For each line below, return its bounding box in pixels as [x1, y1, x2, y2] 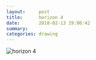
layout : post [6, 8, 50, 15]
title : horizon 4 [6, 14, 63, 20]
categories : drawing [6, 31, 59, 37]
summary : [6, 25, 28, 32]
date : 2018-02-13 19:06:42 [6, 20, 91, 26]
